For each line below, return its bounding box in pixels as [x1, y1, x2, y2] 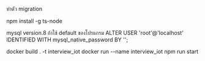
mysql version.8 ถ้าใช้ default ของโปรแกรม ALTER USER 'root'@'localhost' [6, 29, 184, 36]
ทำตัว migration [6, 5, 43, 12]
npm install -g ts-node [6, 18, 62, 24]
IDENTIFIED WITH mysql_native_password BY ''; [6, 36, 129, 43]
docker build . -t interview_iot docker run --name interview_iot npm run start [6, 48, 199, 55]
